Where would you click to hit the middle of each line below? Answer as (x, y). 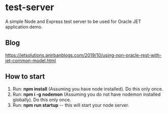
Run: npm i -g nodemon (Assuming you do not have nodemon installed (87, 94)
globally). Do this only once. (42, 100)
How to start (25, 77)
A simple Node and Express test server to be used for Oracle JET (73, 21)
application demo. (24, 26)
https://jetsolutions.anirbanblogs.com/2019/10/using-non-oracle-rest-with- (83, 55)
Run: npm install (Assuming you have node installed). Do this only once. (88, 89)
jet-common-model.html (31, 61)
